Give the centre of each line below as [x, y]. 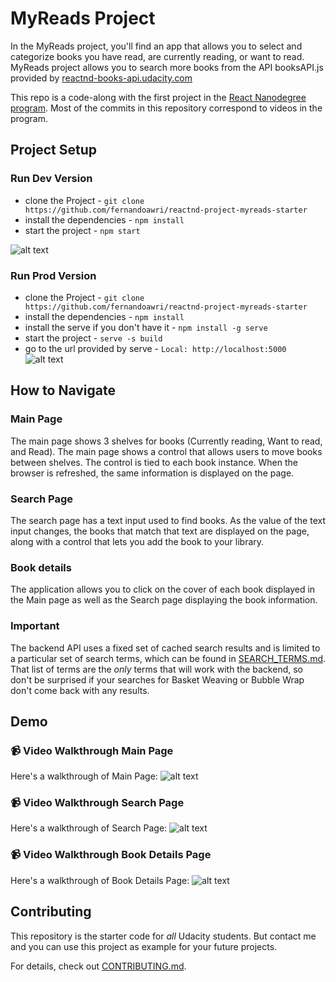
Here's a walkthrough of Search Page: [89, 828]
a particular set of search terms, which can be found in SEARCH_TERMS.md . [168, 658]
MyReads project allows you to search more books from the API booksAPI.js [167, 67]
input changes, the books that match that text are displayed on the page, [160, 531]
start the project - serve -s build [93, 338]
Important [35, 626]
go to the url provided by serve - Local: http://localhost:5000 [155, 348]
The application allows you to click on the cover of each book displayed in [163, 589]
